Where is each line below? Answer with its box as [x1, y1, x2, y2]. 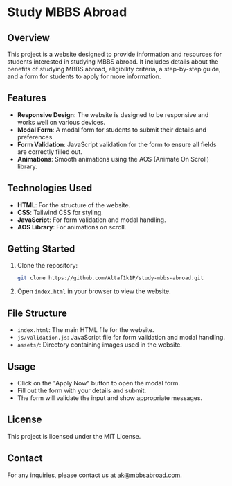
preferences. [17, 132, 54, 141]
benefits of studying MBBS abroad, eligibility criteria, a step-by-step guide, [7, 65, 222, 73]
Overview [7, 32, 51, 44]
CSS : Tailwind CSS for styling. [17, 208, 104, 216]
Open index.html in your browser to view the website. [17, 287, 171, 295]
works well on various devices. [17, 118, 106, 126]
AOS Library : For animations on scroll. [17, 223, 127, 231]
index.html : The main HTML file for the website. [17, 326, 154, 334]
